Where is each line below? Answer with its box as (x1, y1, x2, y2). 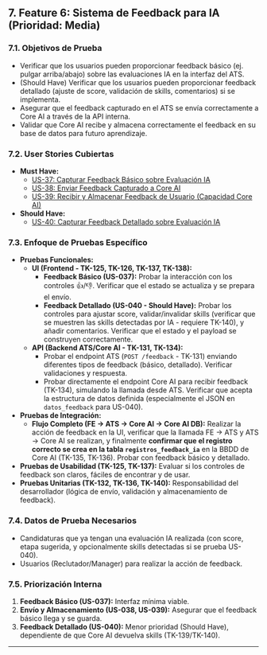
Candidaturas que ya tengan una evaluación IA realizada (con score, (19, 533, 244, 543)
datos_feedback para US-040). (43, 402, 143, 412)
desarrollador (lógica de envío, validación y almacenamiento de (19, 487, 228, 497)
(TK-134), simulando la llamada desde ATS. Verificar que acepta (43, 385, 253, 395)
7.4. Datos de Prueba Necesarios (8, 515, 137, 526)
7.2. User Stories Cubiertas (8, 148, 114, 159)
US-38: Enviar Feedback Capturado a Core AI (31, 183, 181, 193)
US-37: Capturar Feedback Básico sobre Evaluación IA (31, 174, 211, 184)
